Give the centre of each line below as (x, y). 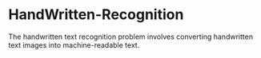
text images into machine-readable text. (74, 44)
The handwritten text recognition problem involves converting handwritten (131, 37)
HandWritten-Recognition (96, 15)
